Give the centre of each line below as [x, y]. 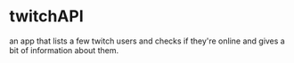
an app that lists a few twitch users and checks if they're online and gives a [147, 41]
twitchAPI [46, 16]
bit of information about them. [64, 50]
